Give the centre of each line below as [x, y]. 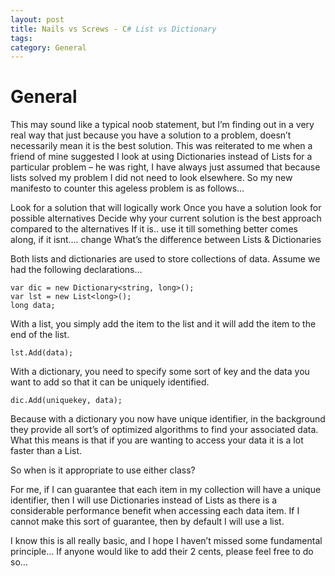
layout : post [37, 19]
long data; [33, 306]
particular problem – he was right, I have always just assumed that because [165, 167]
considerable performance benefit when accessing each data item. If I [155, 511]
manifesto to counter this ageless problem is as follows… [127, 188]
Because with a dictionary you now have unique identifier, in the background [168, 419]
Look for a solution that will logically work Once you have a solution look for [166, 208]
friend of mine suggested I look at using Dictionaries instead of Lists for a [161, 157]
